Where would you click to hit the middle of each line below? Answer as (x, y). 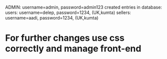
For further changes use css (65, 38)
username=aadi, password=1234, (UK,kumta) (52, 18)
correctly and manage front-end (73, 49)
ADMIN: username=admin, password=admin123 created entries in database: (83, 7)
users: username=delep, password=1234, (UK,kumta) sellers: (68, 12)
